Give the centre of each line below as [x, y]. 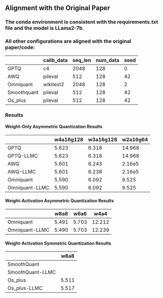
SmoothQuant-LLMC [32, 273]
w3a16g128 [103, 139]
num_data [108, 60]
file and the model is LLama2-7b [44, 28]
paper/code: [20, 48]
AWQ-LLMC [22, 172]
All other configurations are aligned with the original [68, 41]
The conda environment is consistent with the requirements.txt [82, 22]
